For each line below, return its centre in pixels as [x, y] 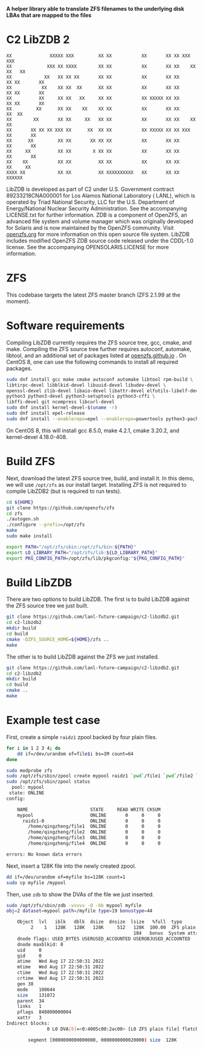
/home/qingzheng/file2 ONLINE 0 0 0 [95, 832]
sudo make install [29, 536]
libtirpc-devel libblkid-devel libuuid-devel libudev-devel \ [86, 385]
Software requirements [66, 326]
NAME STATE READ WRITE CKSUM [89, 809]
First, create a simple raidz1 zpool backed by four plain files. [82, 737]
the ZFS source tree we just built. [47, 606]
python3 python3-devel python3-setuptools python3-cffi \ [81, 397]
